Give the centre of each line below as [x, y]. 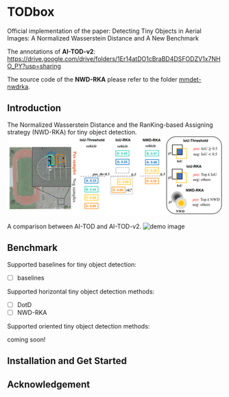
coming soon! [26, 339]
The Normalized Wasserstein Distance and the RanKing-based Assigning [110, 125]
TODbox [31, 12]
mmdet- [190, 79]
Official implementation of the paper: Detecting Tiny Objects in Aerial [105, 31]
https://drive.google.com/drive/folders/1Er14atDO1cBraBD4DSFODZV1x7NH [114, 58]
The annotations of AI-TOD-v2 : [51, 51]
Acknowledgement [49, 384]
